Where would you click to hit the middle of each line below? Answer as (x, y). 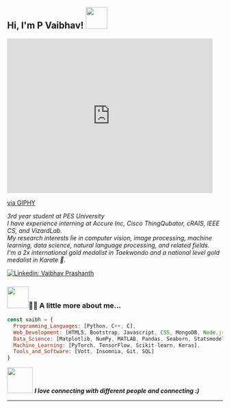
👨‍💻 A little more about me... (75, 305)
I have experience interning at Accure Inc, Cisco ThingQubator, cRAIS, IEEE (114, 223)
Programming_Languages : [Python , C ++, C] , (75, 326)
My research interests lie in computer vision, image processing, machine (110, 238)
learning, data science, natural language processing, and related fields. (108, 245)
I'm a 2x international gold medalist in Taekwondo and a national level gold (114, 252)
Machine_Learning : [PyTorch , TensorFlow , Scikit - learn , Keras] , (107, 345)
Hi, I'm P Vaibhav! (46, 26)
